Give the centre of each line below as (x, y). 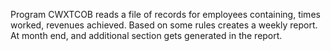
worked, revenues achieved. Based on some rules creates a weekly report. (164, 25)
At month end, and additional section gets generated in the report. (146, 35)
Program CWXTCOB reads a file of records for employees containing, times (165, 14)
